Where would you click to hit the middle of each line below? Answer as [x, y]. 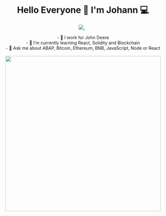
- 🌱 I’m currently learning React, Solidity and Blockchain [83, 43]
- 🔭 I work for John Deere [83, 37]
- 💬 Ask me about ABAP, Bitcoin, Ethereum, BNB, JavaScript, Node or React [83, 48]
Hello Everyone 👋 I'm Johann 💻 [83, 10]
